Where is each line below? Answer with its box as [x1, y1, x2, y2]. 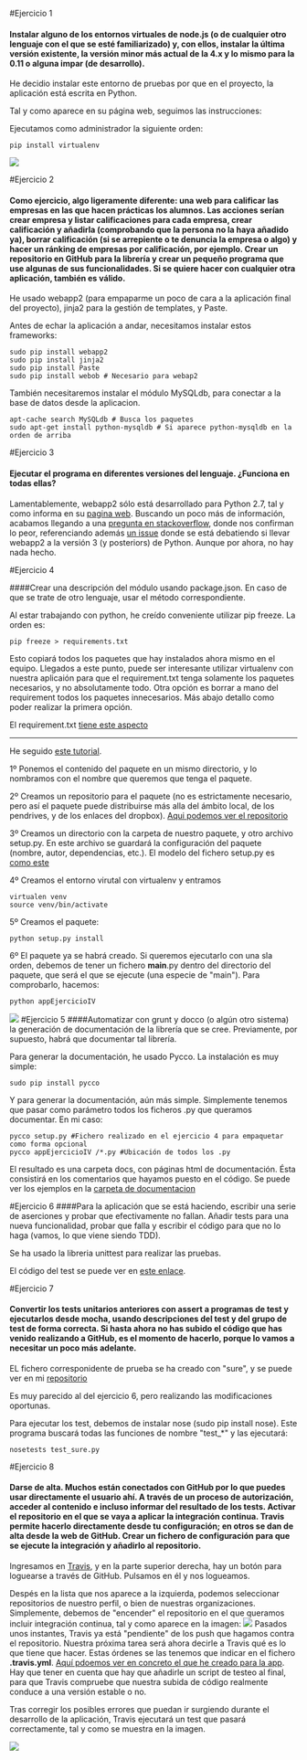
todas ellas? [9, 478, 57, 488]
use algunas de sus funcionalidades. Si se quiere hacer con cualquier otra [9, 262, 296, 273]
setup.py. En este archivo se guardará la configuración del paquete [9, 837, 262, 848]
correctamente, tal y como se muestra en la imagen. [9, 1723, 206, 1734]
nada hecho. [9, 546, 57, 557]
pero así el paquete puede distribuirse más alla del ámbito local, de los [9, 800, 275, 811]
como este [9, 856, 50, 867]
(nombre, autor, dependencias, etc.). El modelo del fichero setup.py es [9, 847, 276, 858]
